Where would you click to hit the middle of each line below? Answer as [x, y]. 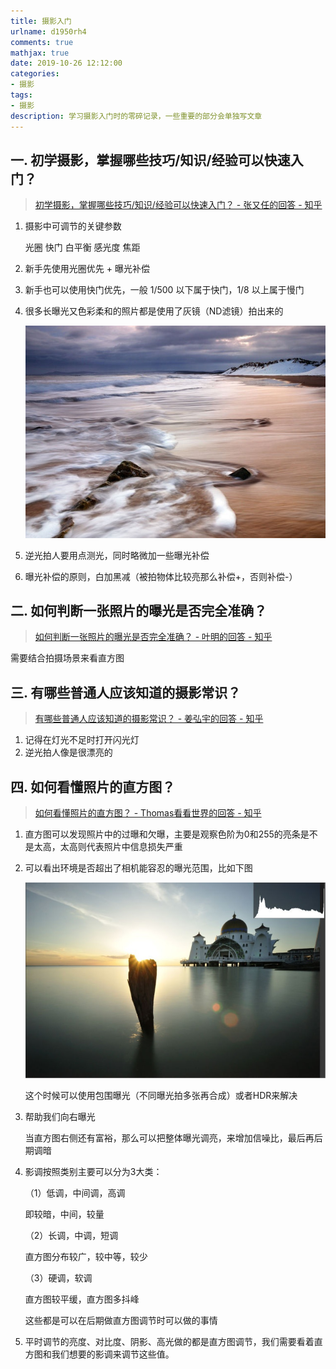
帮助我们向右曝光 [60, 1117]
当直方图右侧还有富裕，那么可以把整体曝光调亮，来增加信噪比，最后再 [169, 1138]
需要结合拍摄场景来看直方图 [67, 658]
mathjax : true [40, 53]
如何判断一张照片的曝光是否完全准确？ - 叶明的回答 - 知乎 [153, 637]
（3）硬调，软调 [58, 1278]
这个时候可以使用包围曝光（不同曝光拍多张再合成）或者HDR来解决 [161, 1096]
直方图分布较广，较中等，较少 [86, 1257]
